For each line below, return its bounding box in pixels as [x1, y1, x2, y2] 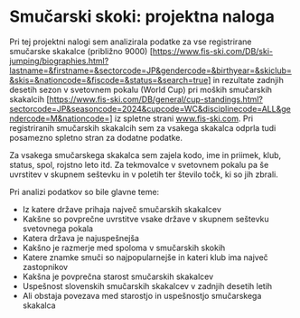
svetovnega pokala [22, 223, 93, 234]
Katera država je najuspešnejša [22, 232, 140, 243]
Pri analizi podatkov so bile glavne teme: [9, 186, 160, 197]
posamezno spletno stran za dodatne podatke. [9, 132, 183, 143]
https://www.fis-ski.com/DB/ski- [152, 45, 274, 56]
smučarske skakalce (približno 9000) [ [9, 45, 154, 56]
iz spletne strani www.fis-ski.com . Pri [114, 113, 254, 124]
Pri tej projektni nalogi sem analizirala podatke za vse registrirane [9, 36, 252, 47]
